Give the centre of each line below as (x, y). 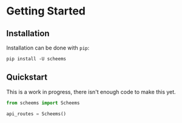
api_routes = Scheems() (36, 114)
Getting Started (46, 11)
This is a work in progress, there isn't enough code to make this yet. (91, 92)
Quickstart (27, 77)
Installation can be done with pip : (48, 48)
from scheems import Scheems (43, 103)
